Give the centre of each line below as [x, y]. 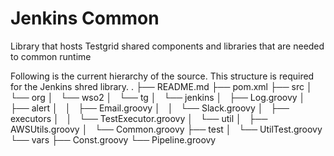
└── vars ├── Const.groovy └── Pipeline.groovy [113, 139]
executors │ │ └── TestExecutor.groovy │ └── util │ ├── [139, 118]
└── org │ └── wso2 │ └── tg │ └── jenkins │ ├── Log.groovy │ [158, 97]
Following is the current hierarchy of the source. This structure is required [162, 76]
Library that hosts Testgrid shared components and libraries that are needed [167, 46]
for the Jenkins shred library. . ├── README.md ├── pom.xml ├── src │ [161, 86]
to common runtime [51, 56]
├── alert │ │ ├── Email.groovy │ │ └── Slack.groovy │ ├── [150, 108]
